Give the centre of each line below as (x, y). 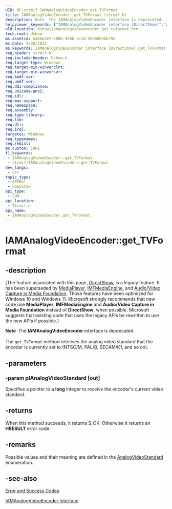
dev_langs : (17, 167)
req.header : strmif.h (28, 53)
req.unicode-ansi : (25, 91)
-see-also (21, 478)
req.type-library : (25, 115)
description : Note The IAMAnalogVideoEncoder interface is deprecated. (84, 19)
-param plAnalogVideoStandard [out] (53, 378)
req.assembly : (20, 110)
